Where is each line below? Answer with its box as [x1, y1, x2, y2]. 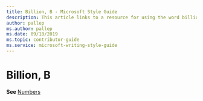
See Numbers [6, 88, 41, 95]
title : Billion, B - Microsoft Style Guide [6, 8, 118, 15]
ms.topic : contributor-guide [6, 37, 80, 43]
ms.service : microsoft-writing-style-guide [6, 43, 118, 49]
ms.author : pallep [6, 25, 53, 32]
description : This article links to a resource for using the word [6, 14, 180, 20]
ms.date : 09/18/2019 [6, 31, 59, 37]
